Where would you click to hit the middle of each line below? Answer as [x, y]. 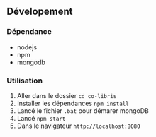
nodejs [27, 47]
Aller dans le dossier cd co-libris [67, 95]
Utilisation [25, 81]
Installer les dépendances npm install [73, 103]
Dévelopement [40, 12]
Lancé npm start [41, 118]
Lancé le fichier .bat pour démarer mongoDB [83, 111]
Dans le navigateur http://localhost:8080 [78, 126]
